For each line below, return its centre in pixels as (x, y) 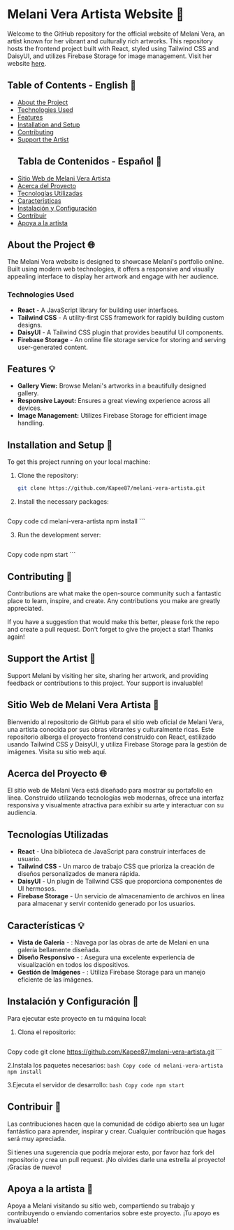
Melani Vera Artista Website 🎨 (96, 14)
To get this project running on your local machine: (79, 462)
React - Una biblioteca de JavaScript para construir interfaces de (111, 851)
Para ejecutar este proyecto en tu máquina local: (77, 1018)
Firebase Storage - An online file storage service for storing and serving (122, 339)
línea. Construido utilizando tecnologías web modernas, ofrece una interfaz (116, 798)
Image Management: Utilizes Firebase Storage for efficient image (112, 416)
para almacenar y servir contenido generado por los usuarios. (106, 904)
